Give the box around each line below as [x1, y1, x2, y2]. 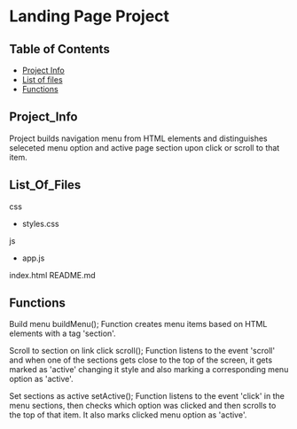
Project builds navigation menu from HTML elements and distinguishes [9, 133, 268, 144]
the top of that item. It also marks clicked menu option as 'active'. [9, 409, 247, 420]
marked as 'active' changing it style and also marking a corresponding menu [9, 364, 289, 375]
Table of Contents [9, 42, 111, 57]
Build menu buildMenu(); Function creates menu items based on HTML [9, 319, 268, 330]
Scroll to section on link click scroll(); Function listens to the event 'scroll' [9, 346, 276, 356]
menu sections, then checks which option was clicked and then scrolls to [9, 401, 277, 411]
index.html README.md [9, 269, 96, 280]
